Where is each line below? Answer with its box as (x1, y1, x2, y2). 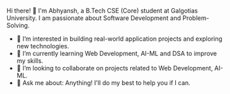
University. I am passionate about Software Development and (6, 14, 182, 22)
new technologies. (16, 42, 70, 50)
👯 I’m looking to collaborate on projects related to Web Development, (16, 64, 213, 72)
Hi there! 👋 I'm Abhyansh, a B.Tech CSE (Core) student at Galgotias (6, 7, 198, 15)
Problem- (182, 14, 209, 22)
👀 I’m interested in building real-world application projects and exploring (16, 35, 223, 43)
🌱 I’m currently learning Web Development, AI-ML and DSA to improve (16, 49, 218, 57)
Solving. (6, 21, 30, 29)
